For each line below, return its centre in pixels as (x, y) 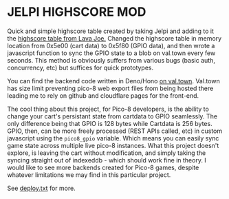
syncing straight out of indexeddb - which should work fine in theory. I (107, 160)
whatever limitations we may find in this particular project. (89, 175)
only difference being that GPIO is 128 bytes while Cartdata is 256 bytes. (110, 123)
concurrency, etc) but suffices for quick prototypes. (80, 67)
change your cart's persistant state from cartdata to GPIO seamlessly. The (112, 116)
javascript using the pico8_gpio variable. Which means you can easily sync (113, 138)
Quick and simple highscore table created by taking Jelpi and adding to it (111, 31)
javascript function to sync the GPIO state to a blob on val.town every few (111, 53)
